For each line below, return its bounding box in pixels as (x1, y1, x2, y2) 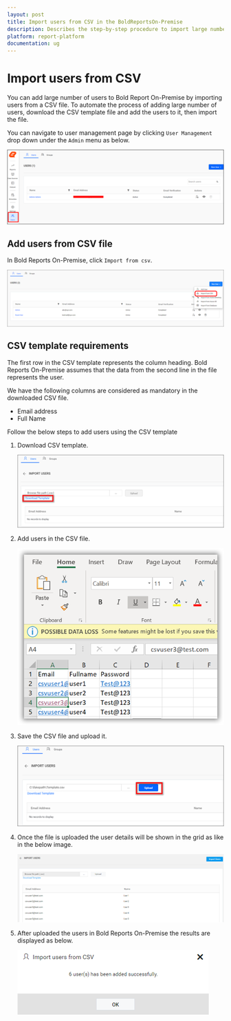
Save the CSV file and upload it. (16, 732, 107, 740)
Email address (16, 407, 58, 415)
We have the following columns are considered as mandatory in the (7, 386, 198, 394)
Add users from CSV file (7, 238, 113, 249)
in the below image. (16, 841, 74, 849)
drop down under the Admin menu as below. (7, 136, 130, 145)
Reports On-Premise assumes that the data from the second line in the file (7, 366, 217, 374)
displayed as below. (16, 936, 74, 945)
